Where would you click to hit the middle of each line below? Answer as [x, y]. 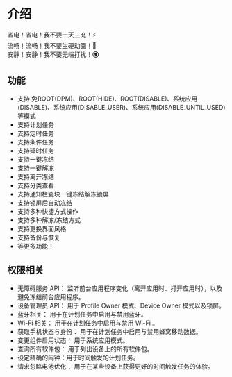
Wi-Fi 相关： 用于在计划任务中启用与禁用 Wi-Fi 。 [88, 323]
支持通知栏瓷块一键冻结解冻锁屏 [63, 194]
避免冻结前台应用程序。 [51, 296]
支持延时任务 [35, 151]
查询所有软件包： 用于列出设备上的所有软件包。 [85, 349]
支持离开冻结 [35, 176]
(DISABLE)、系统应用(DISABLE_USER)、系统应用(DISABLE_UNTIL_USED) [121, 107]
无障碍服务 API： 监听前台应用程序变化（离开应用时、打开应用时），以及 [120, 288]
